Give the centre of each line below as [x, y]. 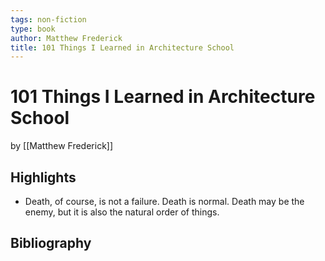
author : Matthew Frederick [66, 38]
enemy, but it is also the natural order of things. [122, 212]
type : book [33, 29]
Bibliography [51, 243]
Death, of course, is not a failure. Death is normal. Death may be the [164, 201]
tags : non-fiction [48, 19]
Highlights [43, 177]
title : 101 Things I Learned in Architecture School [122, 47]
